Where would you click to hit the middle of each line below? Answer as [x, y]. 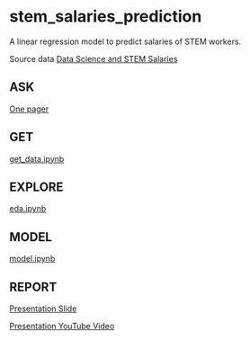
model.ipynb [32, 259]
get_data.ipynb [37, 158]
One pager [29, 109]
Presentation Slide [43, 309]
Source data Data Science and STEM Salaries [94, 58]
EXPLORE [36, 187]
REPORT [33, 286]
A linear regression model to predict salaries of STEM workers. [125, 41]
